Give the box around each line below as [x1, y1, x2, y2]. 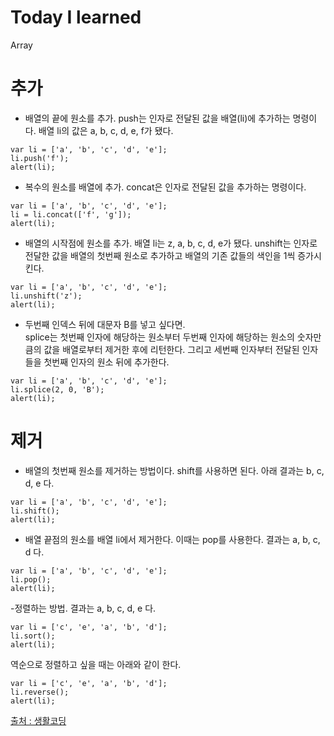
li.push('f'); [10, 153, 70, 163]
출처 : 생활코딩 [10, 714, 67, 726]
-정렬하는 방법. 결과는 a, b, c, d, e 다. [10, 602, 157, 614]
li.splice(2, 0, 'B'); [10, 384, 105, 395]
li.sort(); [10, 631, 56, 641]
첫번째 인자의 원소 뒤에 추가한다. [43, 356, 170, 368]
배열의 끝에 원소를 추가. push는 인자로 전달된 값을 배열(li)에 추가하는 [24, 112, 291, 124]
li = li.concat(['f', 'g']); [10, 209, 132, 220]
